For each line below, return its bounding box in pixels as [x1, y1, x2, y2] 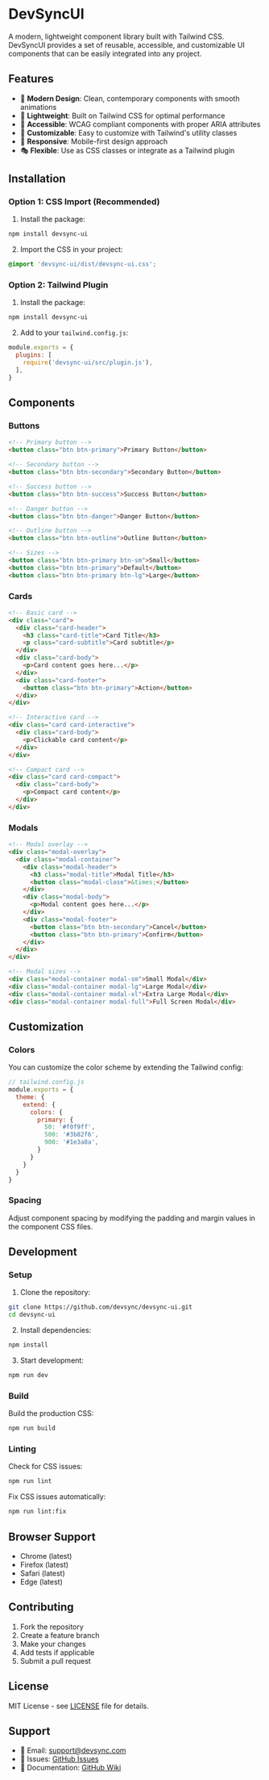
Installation [8, 172, 66, 186]
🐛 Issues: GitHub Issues [19, 1754, 99, 1764]
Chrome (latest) [19, 1551, 72, 1560]
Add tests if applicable [19, 1648, 95, 1657]
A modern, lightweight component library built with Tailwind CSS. [8, 31, 225, 41]
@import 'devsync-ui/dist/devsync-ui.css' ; [8, 260, 157, 269]
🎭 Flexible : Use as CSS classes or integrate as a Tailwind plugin [19, 145, 235, 155]
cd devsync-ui [8, 1311, 56, 1319]
